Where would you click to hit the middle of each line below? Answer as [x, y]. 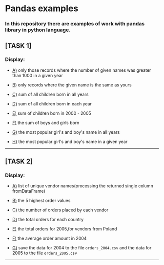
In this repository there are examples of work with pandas [75, 24]
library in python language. [38, 30]
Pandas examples [42, 9]
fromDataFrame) [29, 191]
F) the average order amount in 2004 [49, 238]
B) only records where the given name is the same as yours [72, 85]
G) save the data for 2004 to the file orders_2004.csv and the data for [82, 248]
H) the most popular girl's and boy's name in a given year [70, 142]
